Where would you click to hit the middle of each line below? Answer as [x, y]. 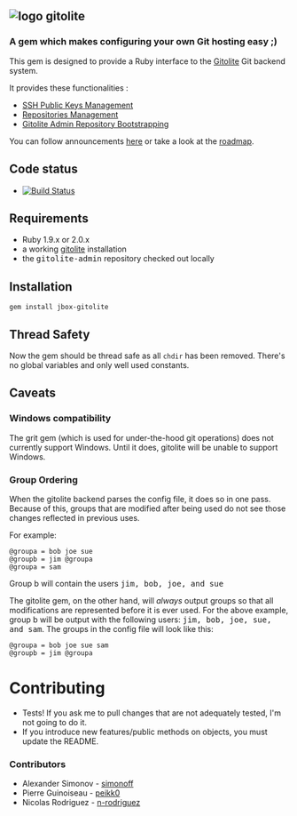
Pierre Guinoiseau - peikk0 [71, 793]
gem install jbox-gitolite [59, 308]
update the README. [60, 741]
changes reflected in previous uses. [74, 517]
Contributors [38, 764]
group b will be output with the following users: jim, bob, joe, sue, [141, 620]
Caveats [32, 393]
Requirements [49, 218]
